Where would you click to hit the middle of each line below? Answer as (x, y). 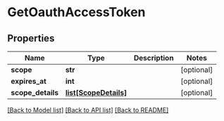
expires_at (29, 81)
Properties (31, 38)
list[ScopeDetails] (96, 93)
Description (154, 58)
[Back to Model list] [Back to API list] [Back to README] (88, 110)
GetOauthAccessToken (76, 12)
